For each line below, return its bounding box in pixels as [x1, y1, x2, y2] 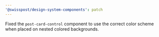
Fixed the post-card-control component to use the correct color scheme [5, 21, 154, 27]
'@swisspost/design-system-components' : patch [5, 7, 103, 12]
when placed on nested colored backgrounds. [5, 26, 99, 32]
